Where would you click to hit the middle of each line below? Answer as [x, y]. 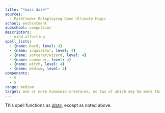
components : [17, 73]
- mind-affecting [27, 37]
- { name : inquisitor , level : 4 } [43, 50]
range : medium [20, 87]
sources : [14, 14]
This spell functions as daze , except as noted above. [58, 105]
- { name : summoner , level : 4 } [40, 60]
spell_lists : [18, 42]
